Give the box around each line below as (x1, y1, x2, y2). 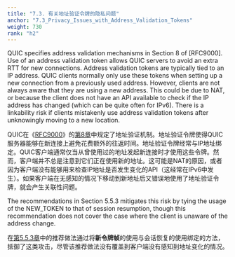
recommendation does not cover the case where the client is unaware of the (7, 211, 228, 221)
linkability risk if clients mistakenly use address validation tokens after (7, 109, 209, 117)
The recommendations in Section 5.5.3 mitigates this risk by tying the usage (7, 197, 227, 205)
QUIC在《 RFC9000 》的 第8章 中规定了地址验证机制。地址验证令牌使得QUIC (7, 130, 223, 139)
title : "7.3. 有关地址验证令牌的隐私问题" (7, 10, 119, 18)
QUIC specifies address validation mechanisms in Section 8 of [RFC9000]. (7, 49, 223, 57)
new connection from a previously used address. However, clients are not (7, 78, 220, 88)
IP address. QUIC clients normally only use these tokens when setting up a (7, 71, 223, 80)
